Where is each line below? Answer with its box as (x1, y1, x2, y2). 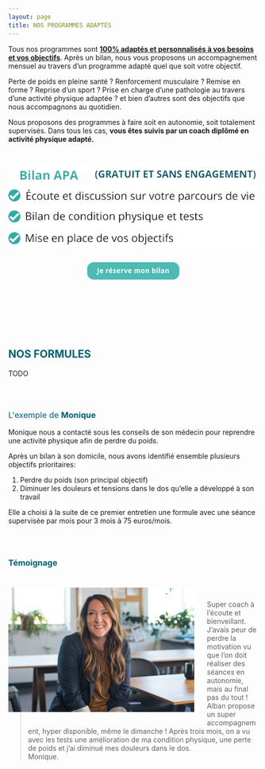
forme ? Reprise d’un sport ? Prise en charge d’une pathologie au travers (8, 84, 246, 95)
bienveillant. (206, 617, 247, 627)
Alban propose (206, 701, 255, 711)
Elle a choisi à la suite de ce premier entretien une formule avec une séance (8, 508, 255, 517)
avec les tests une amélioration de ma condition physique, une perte (27, 735, 252, 744)
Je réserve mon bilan (97, 266, 170, 276)
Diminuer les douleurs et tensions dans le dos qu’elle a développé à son (19, 484, 255, 494)
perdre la (206, 634, 236, 643)
